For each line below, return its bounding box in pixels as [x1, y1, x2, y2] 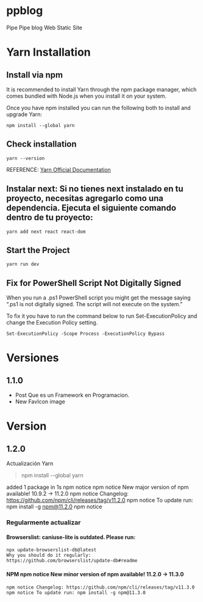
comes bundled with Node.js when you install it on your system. [6, 92, 167, 100]
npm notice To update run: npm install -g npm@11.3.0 [6, 589, 146, 596]
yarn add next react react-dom [6, 229, 86, 235]
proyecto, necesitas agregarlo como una [6, 193, 163, 204]
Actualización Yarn [6, 460, 54, 468]
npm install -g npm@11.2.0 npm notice [6, 503, 102, 510]
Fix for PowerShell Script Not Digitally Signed [6, 277, 182, 288]
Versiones [6, 351, 59, 365]
